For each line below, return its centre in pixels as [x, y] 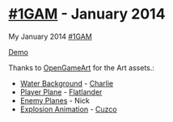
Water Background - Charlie [67, 83]
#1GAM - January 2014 [87, 14]
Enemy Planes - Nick [55, 100]
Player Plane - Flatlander [61, 92]
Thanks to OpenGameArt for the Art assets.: [82, 67]
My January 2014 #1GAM [51, 36]
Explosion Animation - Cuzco [68, 109]
